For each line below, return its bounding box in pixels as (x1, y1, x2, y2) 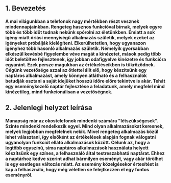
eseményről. (5, 172, 33, 178)
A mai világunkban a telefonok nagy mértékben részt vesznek (5, 18, 139, 24)
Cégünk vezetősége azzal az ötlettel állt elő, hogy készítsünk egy (5, 67, 147, 73)
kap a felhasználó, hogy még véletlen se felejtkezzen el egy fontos (5, 166, 150, 172)
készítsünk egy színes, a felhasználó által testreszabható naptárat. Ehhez (5, 150, 165, 156)
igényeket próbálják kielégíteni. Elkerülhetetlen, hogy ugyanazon (5, 40, 146, 46)
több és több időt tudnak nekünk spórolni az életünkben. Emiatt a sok (5, 29, 155, 35)
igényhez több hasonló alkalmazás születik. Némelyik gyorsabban (5, 45, 149, 51)
